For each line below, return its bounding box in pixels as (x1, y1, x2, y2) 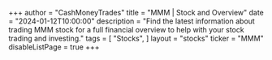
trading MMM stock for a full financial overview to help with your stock (8, 25, 245, 34)
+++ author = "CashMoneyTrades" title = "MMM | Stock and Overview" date (8, 8, 264, 17)
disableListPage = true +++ (8, 42, 100, 52)
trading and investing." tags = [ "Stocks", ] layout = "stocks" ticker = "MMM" (8, 33, 264, 43)
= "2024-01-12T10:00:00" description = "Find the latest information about (8, 16, 256, 26)
